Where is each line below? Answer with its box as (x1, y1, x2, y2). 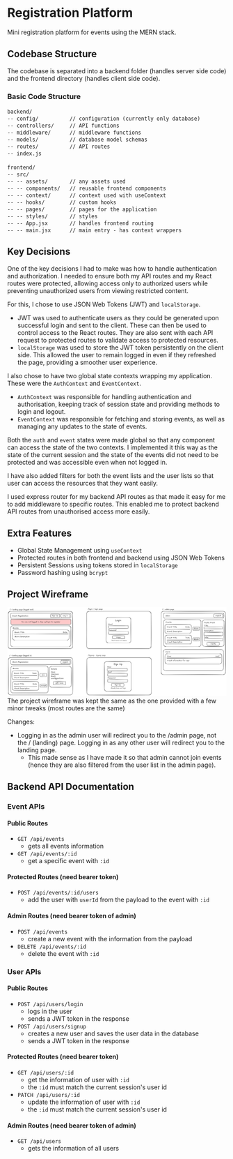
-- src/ (7, 171, 30, 179)
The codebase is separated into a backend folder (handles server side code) (7, 66, 227, 75)
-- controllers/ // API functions (7, 122, 120, 130)
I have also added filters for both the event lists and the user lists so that (7, 471, 214, 479)
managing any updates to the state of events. (17, 422, 147, 431)
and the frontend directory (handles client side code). (7, 74, 161, 82)
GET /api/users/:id (17, 1070, 74, 1077)
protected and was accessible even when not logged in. (7, 458, 168, 466)
